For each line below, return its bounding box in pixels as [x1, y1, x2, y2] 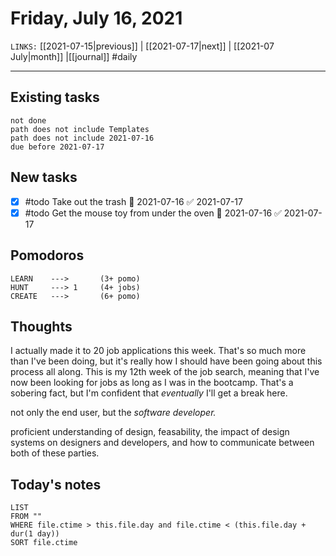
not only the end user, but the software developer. [10, 407, 217, 419]
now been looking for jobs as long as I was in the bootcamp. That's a [10, 377, 294, 389]
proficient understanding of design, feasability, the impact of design [10, 426, 290, 438]
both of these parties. [10, 447, 100, 459]
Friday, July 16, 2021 [10, 7, 183, 30]
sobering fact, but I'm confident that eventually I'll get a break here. [10, 387, 288, 399]
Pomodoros [10, 247, 85, 264]
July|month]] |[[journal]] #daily [10, 50, 138, 62]
